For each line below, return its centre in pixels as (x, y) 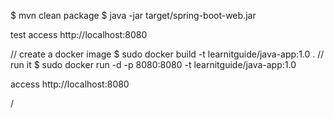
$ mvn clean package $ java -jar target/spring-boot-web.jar (133, 15)
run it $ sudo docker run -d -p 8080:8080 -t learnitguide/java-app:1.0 (153, 64)
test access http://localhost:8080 (79, 34)
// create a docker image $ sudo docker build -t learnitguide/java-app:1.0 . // (167, 54)
